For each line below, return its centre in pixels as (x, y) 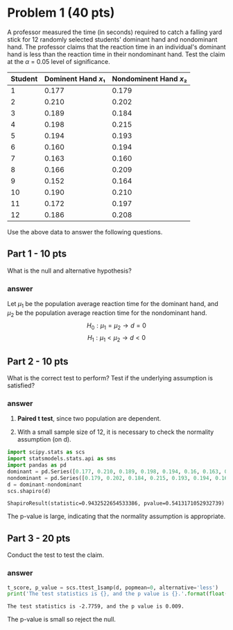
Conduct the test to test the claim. (55, 555)
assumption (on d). (44, 439)
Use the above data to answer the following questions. (85, 232)
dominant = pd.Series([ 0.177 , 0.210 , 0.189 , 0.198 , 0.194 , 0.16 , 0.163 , (114, 471)
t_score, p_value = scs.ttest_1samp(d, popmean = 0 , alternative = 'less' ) (113, 588)
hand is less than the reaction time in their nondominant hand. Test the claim (116, 54)
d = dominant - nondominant (44, 485)
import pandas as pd (37, 465)
